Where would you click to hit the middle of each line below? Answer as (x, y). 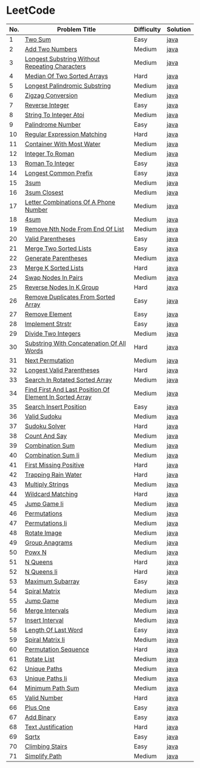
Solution (179, 29)
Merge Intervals (47, 610)
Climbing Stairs (46, 746)
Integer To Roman (50, 153)
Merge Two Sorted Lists (58, 248)
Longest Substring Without (62, 59)
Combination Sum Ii (52, 455)
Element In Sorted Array (58, 397)
